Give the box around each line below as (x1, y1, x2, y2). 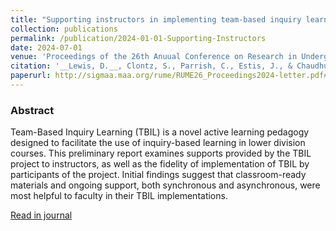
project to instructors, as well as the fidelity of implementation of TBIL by (10, 158, 310, 170)
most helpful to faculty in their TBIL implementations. (10, 190, 228, 202)
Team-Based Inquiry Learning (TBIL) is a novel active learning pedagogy (10, 126, 310, 138)
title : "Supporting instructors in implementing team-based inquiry (10, 14, 302, 25)
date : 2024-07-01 (10, 42, 83, 53)
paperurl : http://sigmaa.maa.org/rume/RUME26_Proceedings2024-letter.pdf (10, 71, 325, 81)
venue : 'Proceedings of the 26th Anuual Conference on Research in (10, 52, 298, 62)
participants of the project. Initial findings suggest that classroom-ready (10, 169, 307, 181)
